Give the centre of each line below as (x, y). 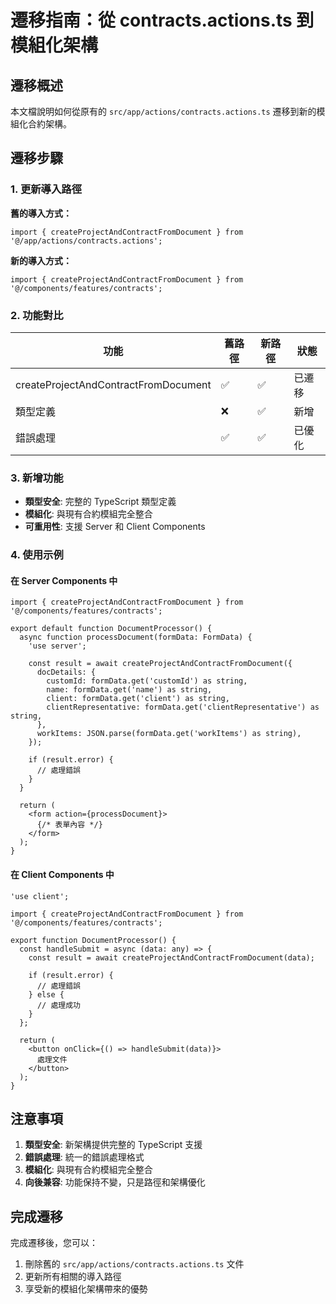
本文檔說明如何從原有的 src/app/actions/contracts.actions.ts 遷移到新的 (163, 111)
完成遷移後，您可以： (54, 1243)
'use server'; (57, 646)
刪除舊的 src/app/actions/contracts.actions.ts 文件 (134, 1264)
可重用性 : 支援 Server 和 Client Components (115, 527)
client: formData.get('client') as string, (138, 699)
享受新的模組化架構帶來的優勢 (86, 1289)
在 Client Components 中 (62, 874)
